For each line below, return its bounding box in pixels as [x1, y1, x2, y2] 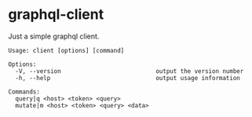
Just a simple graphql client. [8, 31, 100, 41]
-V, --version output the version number [15, 67, 244, 75]
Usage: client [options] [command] [8, 46, 125, 54]
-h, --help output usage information [15, 74, 241, 82]
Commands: [8, 88, 41, 96]
